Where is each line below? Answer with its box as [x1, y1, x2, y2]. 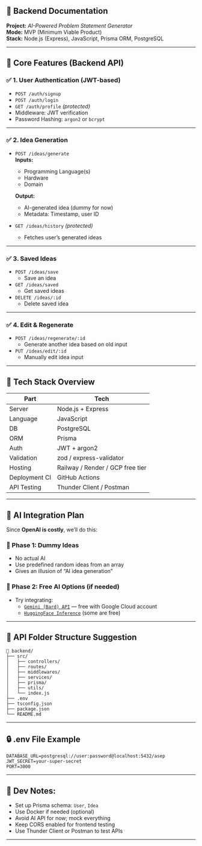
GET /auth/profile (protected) [14, 102, 91, 110]
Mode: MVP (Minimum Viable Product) [6, 28, 102, 36]
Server [9, 405, 28, 413]
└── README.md [6, 712, 42, 718]
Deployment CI [9, 474, 52, 482]
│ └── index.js [6, 691, 50, 697]
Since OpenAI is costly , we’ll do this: [6, 526, 98, 533]
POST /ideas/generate [14, 151, 69, 157]
